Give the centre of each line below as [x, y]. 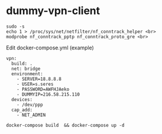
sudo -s [16, 26]
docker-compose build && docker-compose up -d [65, 125]
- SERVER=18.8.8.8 [39, 79]
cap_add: [22, 110]
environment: [27, 74]
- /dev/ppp [30, 105]
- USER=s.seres [35, 84]
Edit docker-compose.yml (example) [50, 48]
